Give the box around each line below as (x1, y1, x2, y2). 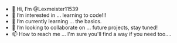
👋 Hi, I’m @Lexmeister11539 (11, 6, 79, 12)
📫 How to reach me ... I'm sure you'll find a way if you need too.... (11, 31, 172, 37)
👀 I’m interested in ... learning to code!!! (11, 12, 107, 19)
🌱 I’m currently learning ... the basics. (11, 18, 102, 24)
